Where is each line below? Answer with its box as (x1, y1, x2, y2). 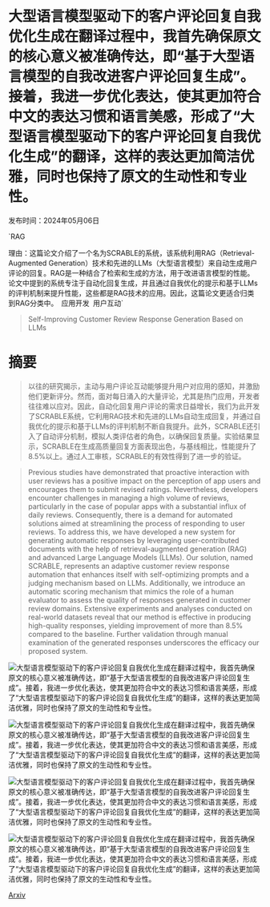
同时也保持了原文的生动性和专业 (36, 167, 248, 186)
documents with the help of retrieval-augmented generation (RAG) (27, 544, 248, 554)
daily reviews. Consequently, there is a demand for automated (27, 510, 233, 519)
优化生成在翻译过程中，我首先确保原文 (8, 27, 262, 46)
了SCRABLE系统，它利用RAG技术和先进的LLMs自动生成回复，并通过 (27, 411, 254, 421)
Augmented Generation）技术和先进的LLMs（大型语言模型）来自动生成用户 (8, 258, 258, 268)
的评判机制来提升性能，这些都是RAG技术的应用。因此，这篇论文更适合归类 (8, 288, 255, 297)
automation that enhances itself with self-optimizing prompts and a (27, 570, 250, 579)
